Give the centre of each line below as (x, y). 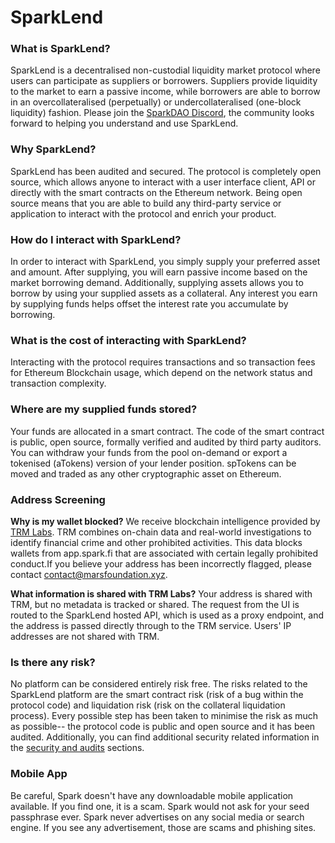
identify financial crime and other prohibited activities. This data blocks (156, 542)
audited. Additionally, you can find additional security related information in (165, 737)
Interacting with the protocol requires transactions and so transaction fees (163, 362)
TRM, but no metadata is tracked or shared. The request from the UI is (155, 604)
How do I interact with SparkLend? (96, 239)
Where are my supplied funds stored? (104, 409)
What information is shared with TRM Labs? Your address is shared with (161, 593)
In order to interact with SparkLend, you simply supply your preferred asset (165, 262)
